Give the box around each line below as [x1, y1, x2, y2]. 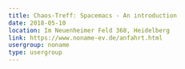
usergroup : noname [8, 41, 70, 49]
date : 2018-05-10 [8, 19, 66, 27]
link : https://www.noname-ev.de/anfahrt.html [8, 33, 163, 42]
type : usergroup [8, 48, 62, 56]
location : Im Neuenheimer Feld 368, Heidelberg [8, 26, 171, 34]
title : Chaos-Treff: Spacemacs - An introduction [8, 11, 178, 20]
